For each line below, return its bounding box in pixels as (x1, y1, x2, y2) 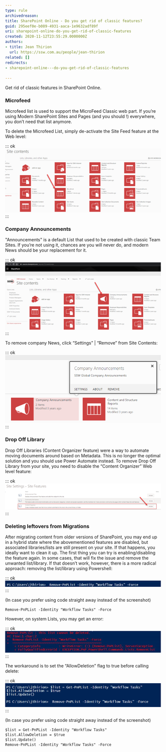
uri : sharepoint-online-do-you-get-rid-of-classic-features (5, 29, 132, 34)
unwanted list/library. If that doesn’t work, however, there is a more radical (5, 560, 157, 566)
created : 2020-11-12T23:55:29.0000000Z (5, 34, 87, 39)
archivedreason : (5, 13, 39, 18)
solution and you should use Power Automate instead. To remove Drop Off (5, 458, 157, 464)
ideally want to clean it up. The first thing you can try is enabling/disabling (5, 550, 156, 556)
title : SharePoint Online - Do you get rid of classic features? (5, 18, 142, 23)
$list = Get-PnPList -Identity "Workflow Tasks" (5, 727, 107, 732)
